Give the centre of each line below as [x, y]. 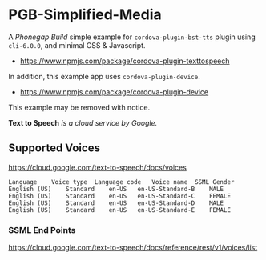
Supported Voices [54, 148]
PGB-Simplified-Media [85, 15]
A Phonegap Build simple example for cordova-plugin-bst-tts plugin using [132, 37]
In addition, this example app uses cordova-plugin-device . [104, 76]
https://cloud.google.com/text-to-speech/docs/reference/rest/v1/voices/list [133, 248]
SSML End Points [42, 230]
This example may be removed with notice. [79, 107]
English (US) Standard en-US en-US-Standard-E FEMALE [119, 210]
